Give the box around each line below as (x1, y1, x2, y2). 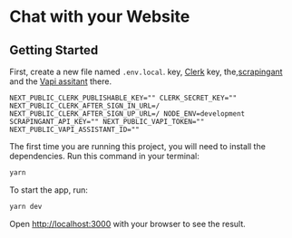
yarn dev (9, 202, 43, 211)
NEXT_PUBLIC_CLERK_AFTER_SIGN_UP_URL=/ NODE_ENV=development (9, 109, 246, 119)
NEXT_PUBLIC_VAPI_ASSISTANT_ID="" (9, 125, 141, 134)
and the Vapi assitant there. (9, 76, 112, 87)
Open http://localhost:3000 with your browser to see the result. (9, 218, 247, 229)
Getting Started (9, 43, 99, 58)
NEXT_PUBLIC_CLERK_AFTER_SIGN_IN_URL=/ (9, 101, 161, 110)
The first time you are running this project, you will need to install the (9, 141, 266, 151)
